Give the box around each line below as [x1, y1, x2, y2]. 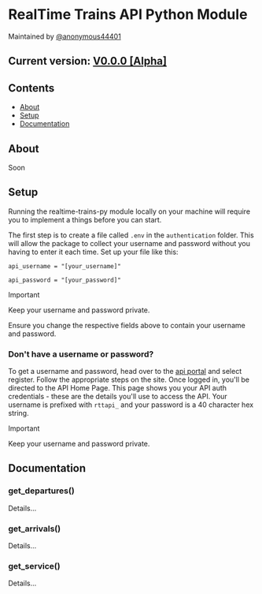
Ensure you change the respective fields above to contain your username [8, 320, 245, 330]
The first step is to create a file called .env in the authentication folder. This [8, 230, 254, 240]
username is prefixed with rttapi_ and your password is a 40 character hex [8, 400, 254, 409]
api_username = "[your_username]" [8, 262, 122, 270]
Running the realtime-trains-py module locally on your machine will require [8, 207, 250, 216]
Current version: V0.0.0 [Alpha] [8, 54, 168, 68]
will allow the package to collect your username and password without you [8, 238, 250, 248]
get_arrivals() [8, 523, 61, 534]
